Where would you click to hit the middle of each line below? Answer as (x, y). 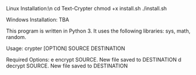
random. (16, 37)
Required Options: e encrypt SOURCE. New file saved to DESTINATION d (94, 60)
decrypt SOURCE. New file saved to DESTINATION (67, 66)
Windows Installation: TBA (37, 19)
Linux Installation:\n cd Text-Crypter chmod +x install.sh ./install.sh (87, 8)
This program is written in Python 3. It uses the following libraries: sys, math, (98, 31)
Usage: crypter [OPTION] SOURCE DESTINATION (66, 48)
